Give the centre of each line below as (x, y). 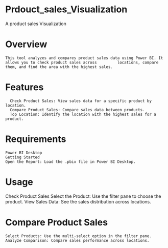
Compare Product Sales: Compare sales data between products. (77, 110)
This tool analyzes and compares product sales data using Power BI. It (84, 58)
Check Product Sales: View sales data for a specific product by (81, 101)
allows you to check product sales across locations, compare (82, 63)
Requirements (36, 139)
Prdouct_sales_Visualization (66, 9)
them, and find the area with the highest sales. (59, 67)
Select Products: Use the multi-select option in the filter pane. (79, 236)
